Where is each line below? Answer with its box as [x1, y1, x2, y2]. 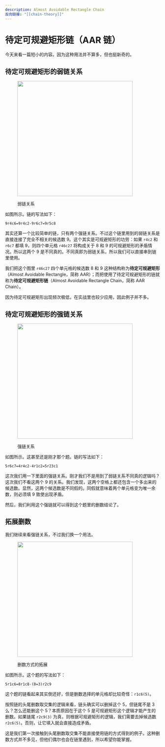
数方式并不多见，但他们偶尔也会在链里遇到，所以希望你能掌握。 [5, 736, 134, 742]
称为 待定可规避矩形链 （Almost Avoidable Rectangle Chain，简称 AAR [5, 278, 145, 284]
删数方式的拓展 [17, 661, 48, 667]
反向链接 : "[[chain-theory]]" [5, 12, 64, 17]
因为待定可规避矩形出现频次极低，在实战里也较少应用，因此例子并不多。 [5, 294, 151, 300]
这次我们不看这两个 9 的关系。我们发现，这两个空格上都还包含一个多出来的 [5, 479, 157, 485]
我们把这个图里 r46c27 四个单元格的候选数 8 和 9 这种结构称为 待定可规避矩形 [5, 265, 160, 271]
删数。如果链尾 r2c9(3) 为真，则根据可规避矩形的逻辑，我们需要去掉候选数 [5, 714, 156, 719]
